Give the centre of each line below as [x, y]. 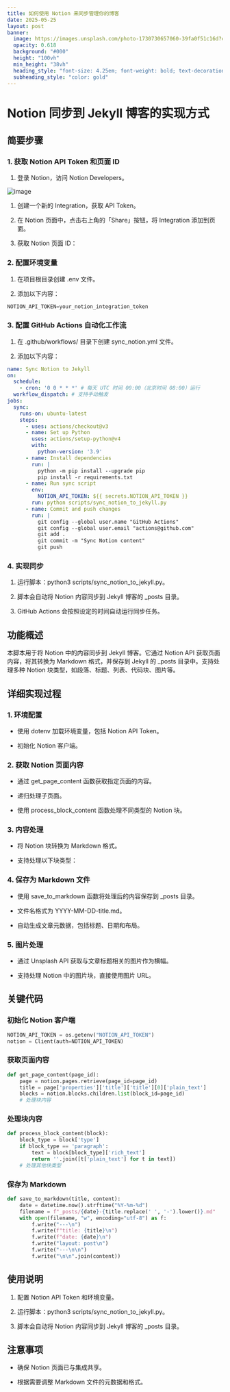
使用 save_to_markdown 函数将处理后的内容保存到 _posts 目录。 [107, 896]
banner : [18, 33]
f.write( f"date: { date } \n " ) [72, 1237]
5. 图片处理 [25, 944]
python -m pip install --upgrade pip [91, 471]
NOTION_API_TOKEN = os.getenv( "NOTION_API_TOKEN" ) [81, 1035]
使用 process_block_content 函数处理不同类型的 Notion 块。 [101, 810]
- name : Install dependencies [68, 458]
